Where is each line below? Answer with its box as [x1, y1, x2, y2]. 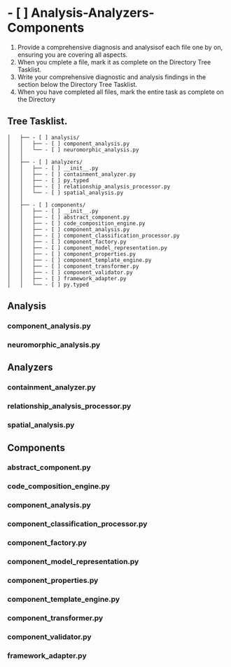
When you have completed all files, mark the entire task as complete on [17, 88, 224, 96]
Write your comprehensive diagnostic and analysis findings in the [17, 72, 206, 81]
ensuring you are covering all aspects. [17, 50, 128, 59]
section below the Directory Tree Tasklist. [17, 80, 138, 88]
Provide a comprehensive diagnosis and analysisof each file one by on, [17, 43, 223, 51]
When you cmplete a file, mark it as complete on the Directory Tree [17, 57, 211, 66]
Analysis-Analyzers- [31, 5, 155, 21]
